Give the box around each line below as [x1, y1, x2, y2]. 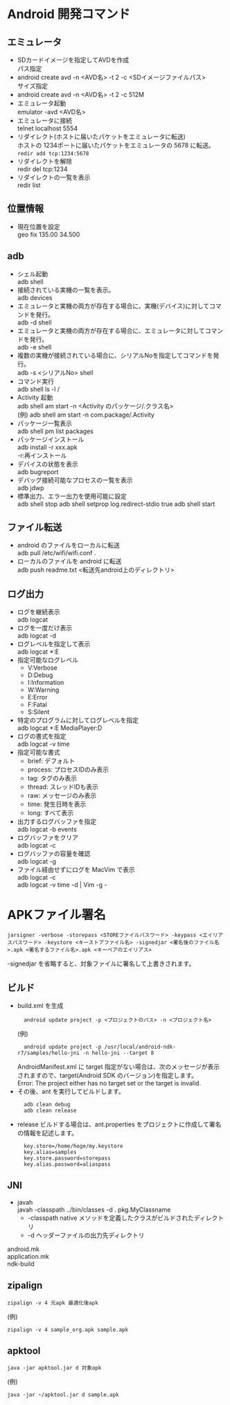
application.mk [7, 1252, 50, 1260]
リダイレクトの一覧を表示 [17, 173, 91, 181]
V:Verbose [27, 663, 57, 672]
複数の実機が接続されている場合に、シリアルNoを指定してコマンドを [17, 351, 213, 359]
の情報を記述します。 [17, 1129, 78, 1137]
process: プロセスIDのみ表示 [27, 765, 109, 774]
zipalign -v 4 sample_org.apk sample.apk [7, 1326, 129, 1333]
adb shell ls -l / [17, 385, 60, 393]
